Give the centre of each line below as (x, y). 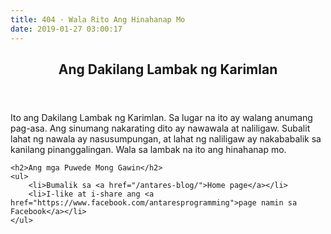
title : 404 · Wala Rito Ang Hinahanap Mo (98, 19)
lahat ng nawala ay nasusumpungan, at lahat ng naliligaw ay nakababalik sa (166, 138)
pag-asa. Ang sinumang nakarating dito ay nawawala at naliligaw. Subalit (160, 128)
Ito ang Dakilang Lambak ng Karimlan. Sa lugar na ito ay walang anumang (161, 117)
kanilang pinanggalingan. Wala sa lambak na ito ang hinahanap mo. (148, 149)
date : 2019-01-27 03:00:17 (66, 29)
